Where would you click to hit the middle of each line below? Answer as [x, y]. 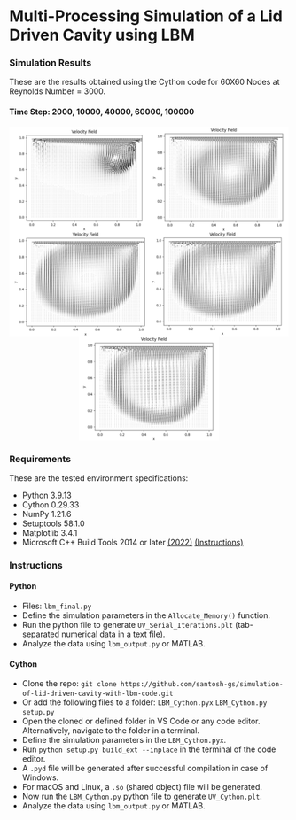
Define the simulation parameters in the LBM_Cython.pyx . [124, 740]
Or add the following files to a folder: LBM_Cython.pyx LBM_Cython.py [144, 702]
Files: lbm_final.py [57, 606]
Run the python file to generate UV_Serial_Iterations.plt [127, 625]
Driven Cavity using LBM [102, 35]
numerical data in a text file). [113, 634]
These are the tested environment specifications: [99, 478]
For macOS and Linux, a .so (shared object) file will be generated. [142, 787]
